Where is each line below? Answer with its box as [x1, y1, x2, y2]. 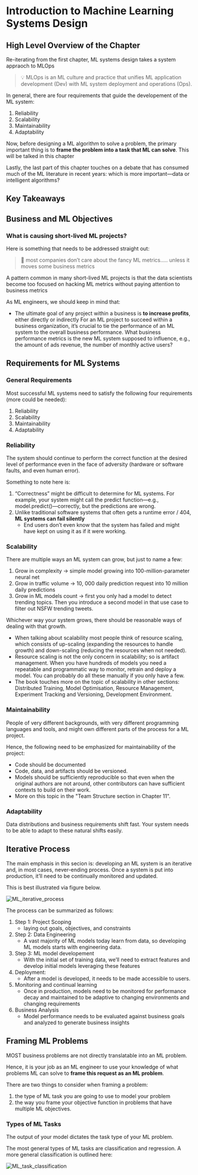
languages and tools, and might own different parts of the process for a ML [6, 725, 189, 732]
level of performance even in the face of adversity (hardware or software [6, 461, 184, 468]
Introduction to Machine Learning [6, 4, 174, 18]
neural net [14, 574, 40, 581]
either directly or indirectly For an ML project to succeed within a [14, 316, 173, 323]
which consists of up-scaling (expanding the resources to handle [14, 640, 173, 648]
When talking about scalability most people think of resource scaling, [14, 635, 183, 642]
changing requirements [23, 1000, 80, 1007]
